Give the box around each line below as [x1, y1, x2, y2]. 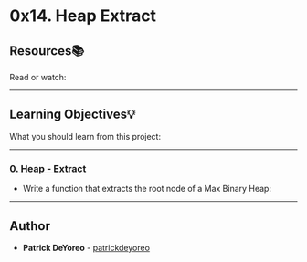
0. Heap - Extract [9, 162, 87, 174]
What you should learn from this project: [9, 131, 162, 141]
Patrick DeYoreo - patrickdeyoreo [22, 242, 151, 253]
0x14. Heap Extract [9, 5, 157, 26]
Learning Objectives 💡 [9, 107, 136, 122]
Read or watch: [9, 72, 67, 82]
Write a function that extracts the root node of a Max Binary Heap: [22, 183, 272, 194]
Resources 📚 [9, 43, 85, 58]
